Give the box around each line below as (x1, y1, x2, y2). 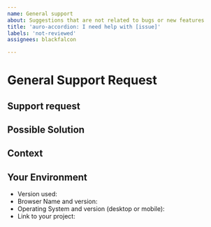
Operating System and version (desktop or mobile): (17, 205, 166, 213)
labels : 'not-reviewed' (7, 29, 77, 37)
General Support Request (7, 73, 157, 88)
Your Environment (7, 171, 87, 183)
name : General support (7, 10, 73, 17)
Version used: (17, 190, 57, 198)
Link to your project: (17, 212, 75, 221)
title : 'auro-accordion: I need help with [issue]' (7, 23, 161, 30)
